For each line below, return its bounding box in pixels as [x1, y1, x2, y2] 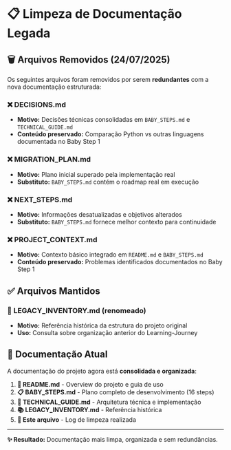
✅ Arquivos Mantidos [7, 285, 101, 297]
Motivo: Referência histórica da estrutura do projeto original [16, 321, 188, 330]
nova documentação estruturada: [7, 83, 102, 91]
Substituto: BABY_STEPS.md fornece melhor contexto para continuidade [16, 217, 217, 226]
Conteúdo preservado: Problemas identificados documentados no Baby [16, 258, 223, 266]
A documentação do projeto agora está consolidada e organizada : [7, 367, 197, 375]
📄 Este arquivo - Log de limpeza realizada [16, 415, 136, 424]
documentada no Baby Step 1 [16, 138, 101, 146]
